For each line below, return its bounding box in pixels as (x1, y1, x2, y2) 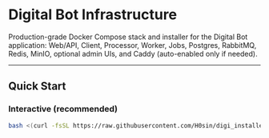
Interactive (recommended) (8, 104, 118, 115)
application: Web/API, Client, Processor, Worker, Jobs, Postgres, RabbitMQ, (8, 40, 257, 49)
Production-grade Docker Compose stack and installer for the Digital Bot (8, 32, 248, 41)
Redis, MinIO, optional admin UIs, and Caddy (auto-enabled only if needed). (8, 49, 258, 58)
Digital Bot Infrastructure (8, 6, 178, 24)
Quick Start (8, 80, 66, 93)
